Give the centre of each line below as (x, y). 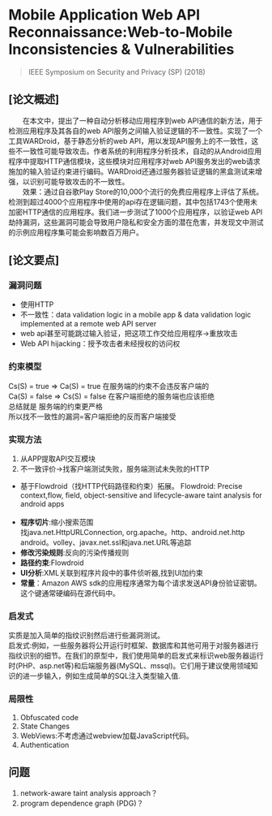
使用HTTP (37, 304)
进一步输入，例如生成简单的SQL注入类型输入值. (101, 676)
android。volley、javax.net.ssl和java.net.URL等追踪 (106, 542)
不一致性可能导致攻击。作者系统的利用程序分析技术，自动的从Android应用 (138, 151)
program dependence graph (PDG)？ (82, 803)
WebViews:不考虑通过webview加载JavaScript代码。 (107, 736)
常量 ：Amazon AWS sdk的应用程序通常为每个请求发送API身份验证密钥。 (140, 583)
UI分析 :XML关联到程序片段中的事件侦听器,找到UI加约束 (112, 573)
